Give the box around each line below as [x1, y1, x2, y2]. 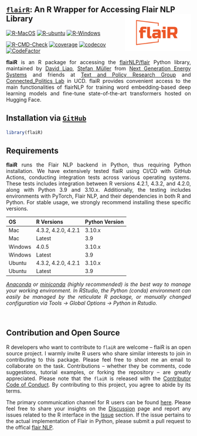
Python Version [84, 218, 124, 225]
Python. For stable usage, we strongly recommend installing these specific [6, 199, 191, 206]
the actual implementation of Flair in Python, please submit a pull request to [6, 417, 191, 424]
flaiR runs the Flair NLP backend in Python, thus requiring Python [6, 161, 191, 168]
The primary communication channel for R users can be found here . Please [6, 398, 191, 405]
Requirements [6, 145, 59, 155]
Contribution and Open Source [6, 328, 120, 338]
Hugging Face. [6, 96, 42, 103]
